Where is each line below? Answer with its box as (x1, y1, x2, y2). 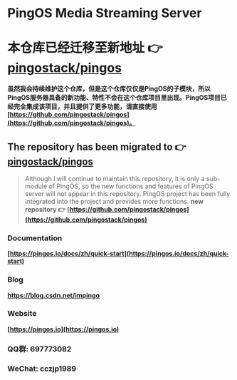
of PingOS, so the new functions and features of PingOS (48, 182, 214, 190)
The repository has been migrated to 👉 (7, 140, 186, 153)
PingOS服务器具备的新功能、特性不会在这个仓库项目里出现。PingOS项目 (7, 93, 221, 102)
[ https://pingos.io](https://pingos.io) (7, 324, 120, 333)
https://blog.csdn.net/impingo (7, 291, 100, 299)
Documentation (7, 233, 63, 243)
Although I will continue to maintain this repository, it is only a (24, 174, 205, 183)
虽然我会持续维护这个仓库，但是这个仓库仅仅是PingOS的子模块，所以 (7, 84, 211, 93)
